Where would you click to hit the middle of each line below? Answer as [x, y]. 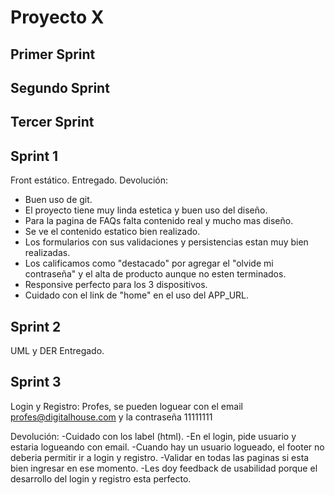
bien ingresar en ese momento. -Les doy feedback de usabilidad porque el [164, 468]
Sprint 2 [36, 326]
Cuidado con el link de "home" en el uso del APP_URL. [137, 295]
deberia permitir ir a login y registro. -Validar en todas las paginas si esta [160, 457]
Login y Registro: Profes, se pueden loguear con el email [126, 406]
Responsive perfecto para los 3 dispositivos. [116, 285]
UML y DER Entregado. [57, 350]
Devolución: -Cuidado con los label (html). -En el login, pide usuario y [153, 436]
